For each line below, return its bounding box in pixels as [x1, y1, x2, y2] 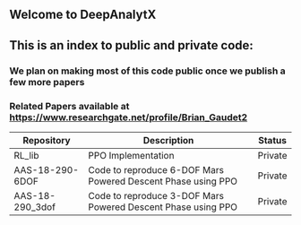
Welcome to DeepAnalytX [9, 7, 157, 22]
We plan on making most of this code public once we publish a [9, 65, 286, 77]
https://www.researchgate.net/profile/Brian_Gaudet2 [9, 111, 248, 124]
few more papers [9, 75, 85, 88]
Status [258, 134, 287, 146]
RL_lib [13, 150, 39, 161]
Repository [21, 134, 71, 146]
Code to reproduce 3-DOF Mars [88, 190, 224, 202]
